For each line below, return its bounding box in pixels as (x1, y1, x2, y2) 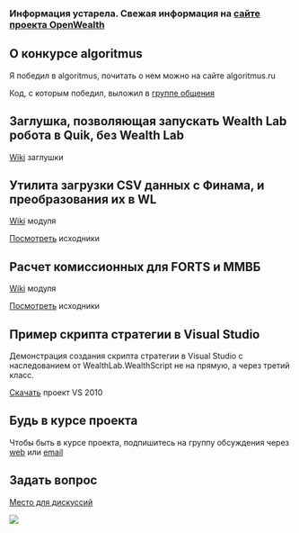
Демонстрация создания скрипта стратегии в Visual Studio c (9, 350, 244, 361)
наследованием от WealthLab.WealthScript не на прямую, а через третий (9, 359, 290, 371)
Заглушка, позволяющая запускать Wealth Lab (9, 113, 287, 129)
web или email (9, 447, 64, 457)
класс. (9, 369, 34, 380)
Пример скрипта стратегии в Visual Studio (9, 327, 260, 342)
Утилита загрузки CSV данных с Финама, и (9, 177, 265, 193)
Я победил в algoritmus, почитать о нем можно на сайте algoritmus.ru (9, 70, 277, 81)
